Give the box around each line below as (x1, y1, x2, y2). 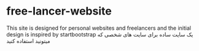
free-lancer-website (6, 4, 112, 18)
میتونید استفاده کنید (6, 37, 50, 44)
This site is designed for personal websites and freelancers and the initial (6, 24, 192, 32)
